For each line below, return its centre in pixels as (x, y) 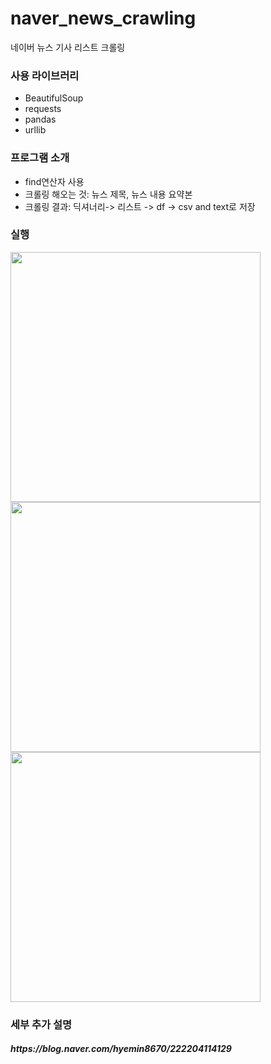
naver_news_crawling (103, 18)
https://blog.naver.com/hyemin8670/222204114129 (121, 1049)
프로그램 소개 (40, 158)
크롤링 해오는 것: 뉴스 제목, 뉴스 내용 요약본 (108, 194)
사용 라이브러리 (45, 75)
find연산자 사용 (54, 181)
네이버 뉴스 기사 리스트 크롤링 (68, 47)
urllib (35, 130)
